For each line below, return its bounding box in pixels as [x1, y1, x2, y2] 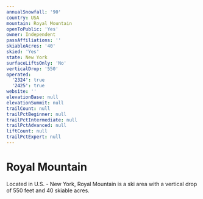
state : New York [6, 54, 48, 60]
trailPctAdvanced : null [6, 123, 67, 129]
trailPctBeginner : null [6, 111, 67, 117]
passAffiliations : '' [6, 37, 62, 43]
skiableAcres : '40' [6, 43, 56, 49]
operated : [6, 71, 32, 78]
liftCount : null [6, 128, 48, 134]
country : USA [6, 15, 40, 21]
